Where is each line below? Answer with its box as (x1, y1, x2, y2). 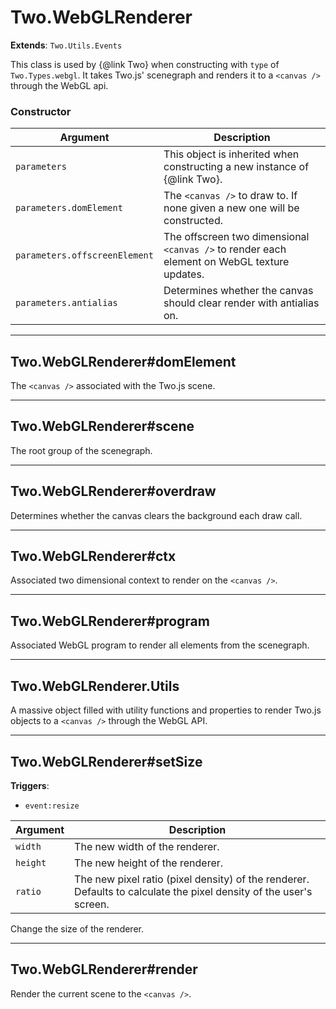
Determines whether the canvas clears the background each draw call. (10, 509, 303, 521)
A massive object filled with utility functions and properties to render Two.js (10, 704, 322, 716)
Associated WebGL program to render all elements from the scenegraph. (10, 639, 310, 651)
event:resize (24, 801, 80, 811)
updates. (163, 267, 205, 281)
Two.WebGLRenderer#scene (10, 418, 195, 435)
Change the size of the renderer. (10, 922, 144, 935)
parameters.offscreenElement (15, 250, 154, 261)
